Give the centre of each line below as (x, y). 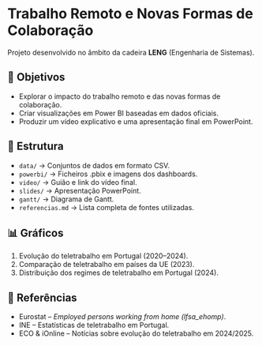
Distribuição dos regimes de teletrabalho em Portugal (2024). (118, 273)
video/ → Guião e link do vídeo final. (78, 182)
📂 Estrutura (36, 147)
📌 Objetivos (36, 77)
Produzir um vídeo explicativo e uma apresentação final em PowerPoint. (136, 121)
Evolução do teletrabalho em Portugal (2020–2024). (103, 256)
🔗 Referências (42, 297)
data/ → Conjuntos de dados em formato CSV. (94, 165)
